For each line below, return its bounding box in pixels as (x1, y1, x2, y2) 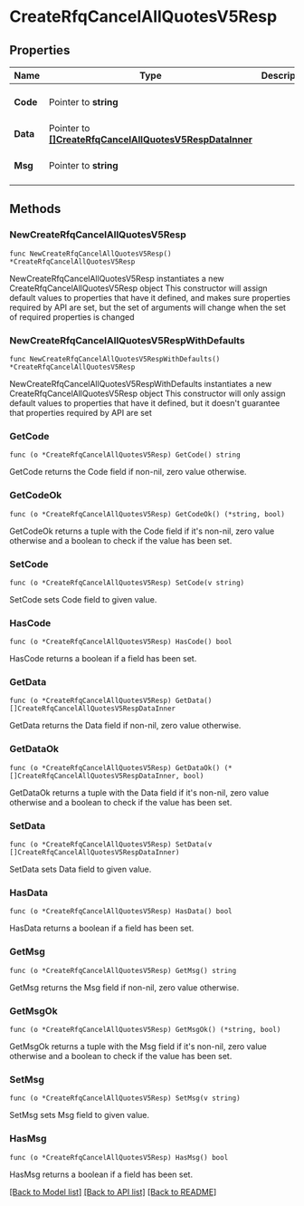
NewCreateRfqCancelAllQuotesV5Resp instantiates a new (9, 273, 224, 284)
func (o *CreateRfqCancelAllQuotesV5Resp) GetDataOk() (9, 763, 221, 772)
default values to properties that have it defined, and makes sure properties (9, 292, 291, 303)
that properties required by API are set (9, 407, 152, 418)
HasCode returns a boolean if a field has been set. (9, 653, 197, 664)
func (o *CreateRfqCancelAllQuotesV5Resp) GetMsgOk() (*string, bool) (9, 1025, 281, 1034)
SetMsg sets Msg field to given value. (9, 1110, 150, 1121)
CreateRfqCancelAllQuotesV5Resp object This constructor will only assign (9, 388, 286, 399)
